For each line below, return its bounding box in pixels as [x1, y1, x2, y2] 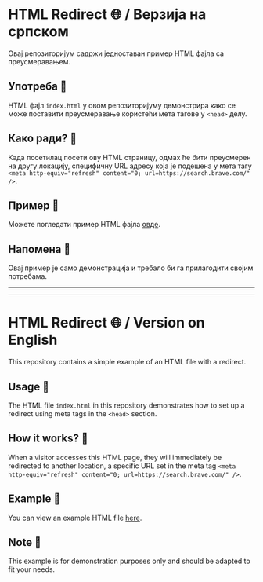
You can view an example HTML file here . [8, 513, 142, 522]
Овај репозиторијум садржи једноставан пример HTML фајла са [8, 49, 225, 58]
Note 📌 [8, 536, 41, 549]
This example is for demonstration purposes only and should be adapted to [8, 556, 250, 566]
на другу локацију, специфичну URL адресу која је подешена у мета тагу [8, 161, 252, 170]
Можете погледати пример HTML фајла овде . [8, 220, 160, 229]
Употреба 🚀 [8, 80, 67, 93]
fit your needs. [8, 565, 56, 574]
